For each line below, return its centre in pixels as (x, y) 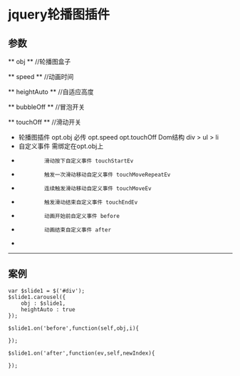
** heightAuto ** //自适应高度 (51, 92)
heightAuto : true (48, 309)
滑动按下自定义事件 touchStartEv (89, 161)
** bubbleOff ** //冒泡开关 (47, 107)
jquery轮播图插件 (59, 15)
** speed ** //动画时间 (41, 77)
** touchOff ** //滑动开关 (45, 122)
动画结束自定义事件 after (78, 230)
